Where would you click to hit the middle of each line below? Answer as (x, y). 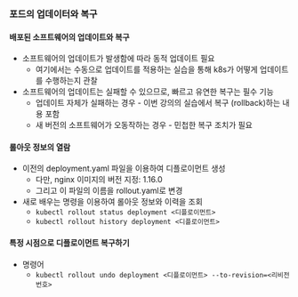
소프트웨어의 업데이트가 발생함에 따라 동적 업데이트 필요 (118, 59)
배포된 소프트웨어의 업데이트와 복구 (70, 36)
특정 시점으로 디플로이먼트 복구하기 (70, 243)
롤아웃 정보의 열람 (40, 147)
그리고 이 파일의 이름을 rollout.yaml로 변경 (109, 191)
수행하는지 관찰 (71, 81)
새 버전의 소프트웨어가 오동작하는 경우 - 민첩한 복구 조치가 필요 (144, 125)
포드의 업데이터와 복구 (53, 13)
